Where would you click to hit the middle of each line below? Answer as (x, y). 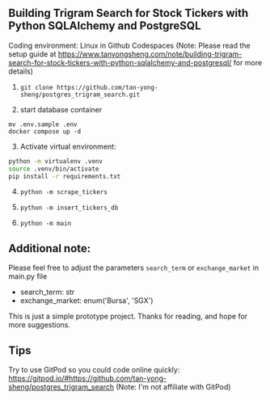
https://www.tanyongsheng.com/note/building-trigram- (150, 54)
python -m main (46, 224)
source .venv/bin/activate (54, 169)
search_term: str (47, 292)
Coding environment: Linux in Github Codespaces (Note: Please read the (129, 45)
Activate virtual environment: (68, 146)
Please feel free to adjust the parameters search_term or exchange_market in (134, 268)
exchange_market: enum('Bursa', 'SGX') (86, 301)
